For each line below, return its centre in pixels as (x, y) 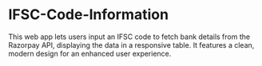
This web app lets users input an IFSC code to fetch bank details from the (129, 37)
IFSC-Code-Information (89, 15)
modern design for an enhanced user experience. (90, 53)
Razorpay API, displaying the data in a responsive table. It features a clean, (131, 45)
